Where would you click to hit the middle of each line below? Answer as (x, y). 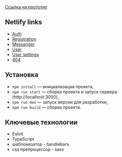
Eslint (17, 134)
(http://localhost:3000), (35, 97)
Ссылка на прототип (26, 7)
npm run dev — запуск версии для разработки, (60, 102)
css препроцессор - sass (38, 149)
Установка (22, 75)
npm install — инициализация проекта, (53, 86)
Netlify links (24, 22)
